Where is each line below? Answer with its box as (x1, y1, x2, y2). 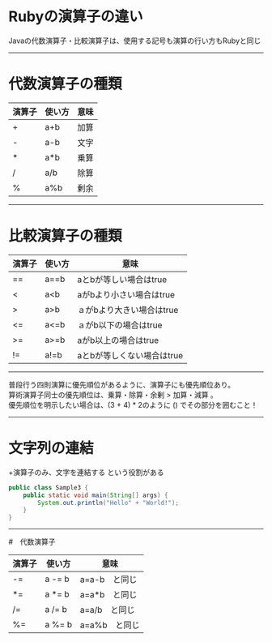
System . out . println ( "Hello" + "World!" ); (37, 499, 180, 507)
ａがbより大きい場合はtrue (77, 304, 179, 315)
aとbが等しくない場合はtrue (77, 349, 184, 361)
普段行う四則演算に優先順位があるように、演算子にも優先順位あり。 (8, 379, 236, 389)
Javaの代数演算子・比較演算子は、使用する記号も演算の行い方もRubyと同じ (8, 36, 261, 45)
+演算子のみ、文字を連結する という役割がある (8, 467, 164, 477)
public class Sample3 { (8, 483, 89, 491)
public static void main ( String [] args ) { (23, 491, 168, 499)
